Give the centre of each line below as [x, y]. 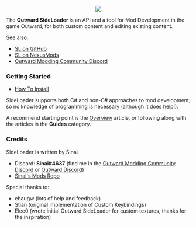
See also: [17, 37]
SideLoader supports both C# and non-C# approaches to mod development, [98, 100]
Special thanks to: [28, 187]
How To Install [32, 89]
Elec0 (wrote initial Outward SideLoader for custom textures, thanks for [100, 211]
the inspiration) [33, 217]
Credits [17, 139]
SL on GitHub [30, 49]
